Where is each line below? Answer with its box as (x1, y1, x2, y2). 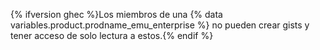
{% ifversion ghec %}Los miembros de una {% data (10, 9, 223, 20)
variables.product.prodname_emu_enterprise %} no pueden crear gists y (10, 19, 310, 31)
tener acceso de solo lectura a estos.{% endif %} (10, 30, 214, 41)
